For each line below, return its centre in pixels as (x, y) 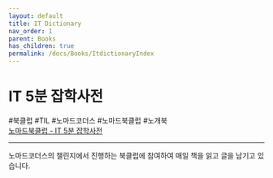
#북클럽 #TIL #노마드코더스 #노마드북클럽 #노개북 (88, 120)
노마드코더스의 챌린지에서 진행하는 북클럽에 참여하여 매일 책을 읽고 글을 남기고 (132, 155)
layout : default (36, 16)
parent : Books (32, 39)
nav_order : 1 (30, 31)
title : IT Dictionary (45, 24)
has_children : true (41, 46)
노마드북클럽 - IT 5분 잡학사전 (56, 130)
